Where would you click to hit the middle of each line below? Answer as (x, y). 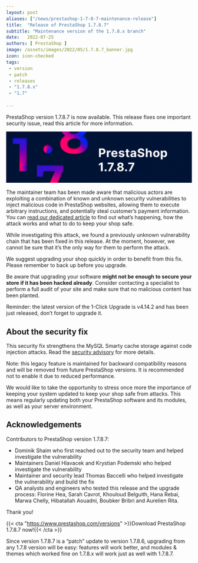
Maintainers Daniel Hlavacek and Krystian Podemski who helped (93, 463)
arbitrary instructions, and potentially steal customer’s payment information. (98, 211)
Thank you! (20, 512)
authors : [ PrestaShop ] (37, 44)
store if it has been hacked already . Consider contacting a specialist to (93, 283)
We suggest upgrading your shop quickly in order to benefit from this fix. (95, 259)
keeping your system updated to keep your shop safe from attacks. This (93, 394)
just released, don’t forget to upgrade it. (55, 313)
